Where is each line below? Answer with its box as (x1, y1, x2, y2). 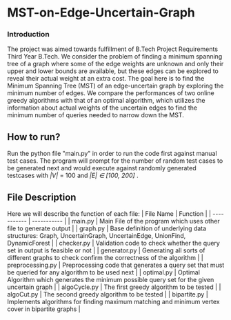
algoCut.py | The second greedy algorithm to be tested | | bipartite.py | (7, 290, 208, 299)
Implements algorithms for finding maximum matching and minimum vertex (7, 298, 220, 306)
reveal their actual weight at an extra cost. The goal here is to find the (7, 74, 205, 83)
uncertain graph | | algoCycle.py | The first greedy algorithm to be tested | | (7, 283, 221, 291)
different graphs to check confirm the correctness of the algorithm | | (7, 254, 203, 262)
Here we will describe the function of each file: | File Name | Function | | (7, 210, 212, 218)
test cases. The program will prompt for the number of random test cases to (7, 157, 223, 165)
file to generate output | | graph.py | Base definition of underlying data (7, 224, 207, 232)
